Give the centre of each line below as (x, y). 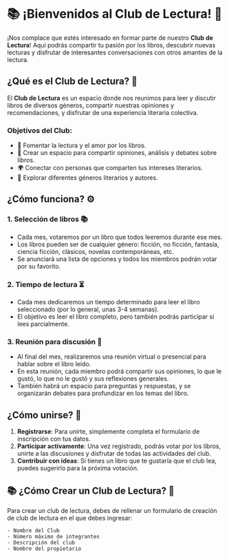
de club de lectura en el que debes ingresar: (70, 518)
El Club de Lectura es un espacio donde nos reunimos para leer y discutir (112, 98)
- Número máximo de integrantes (53, 536)
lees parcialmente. (43, 324)
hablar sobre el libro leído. (54, 364)
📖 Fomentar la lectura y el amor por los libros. (81, 145)
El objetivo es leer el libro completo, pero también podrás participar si (116, 317)
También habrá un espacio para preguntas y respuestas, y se (104, 386)
